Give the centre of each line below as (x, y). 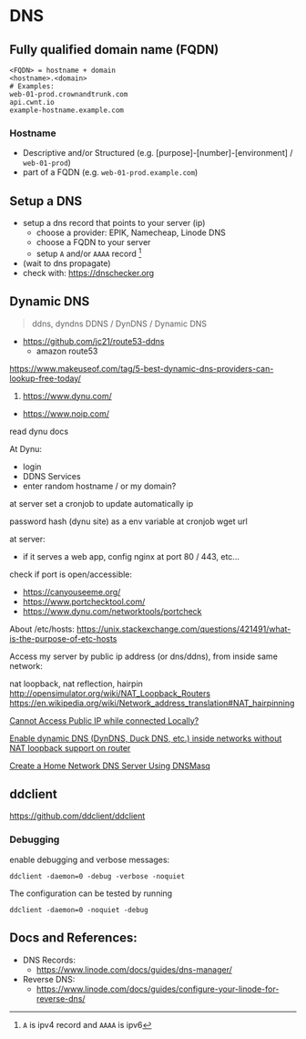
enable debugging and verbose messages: (90, 859)
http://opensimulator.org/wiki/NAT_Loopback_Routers (110, 693)
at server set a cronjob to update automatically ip (102, 503)
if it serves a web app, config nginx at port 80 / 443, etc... (131, 556)
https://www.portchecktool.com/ (84, 602)
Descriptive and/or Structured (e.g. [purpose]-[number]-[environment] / (158, 153)
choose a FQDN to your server (93, 242)
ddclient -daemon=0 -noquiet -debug (79, 910)
